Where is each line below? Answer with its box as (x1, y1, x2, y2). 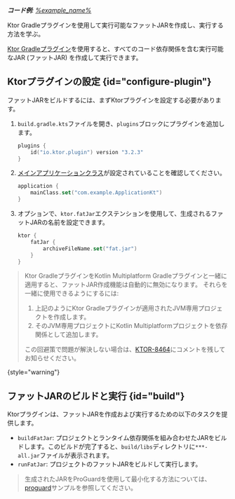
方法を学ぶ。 (7, 30, 44, 38)
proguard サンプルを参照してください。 (24, 484, 137, 492)
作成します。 (53, 313, 90, 321)
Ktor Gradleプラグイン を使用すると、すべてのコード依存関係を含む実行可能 (7, 45, 224, 53)
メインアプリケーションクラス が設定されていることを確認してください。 (17, 169, 226, 177)
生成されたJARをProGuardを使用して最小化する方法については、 (24, 475, 211, 484)
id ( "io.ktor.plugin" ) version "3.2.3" (30, 149, 144, 156)
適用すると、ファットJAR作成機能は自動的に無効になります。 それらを (24, 280, 228, 289)
